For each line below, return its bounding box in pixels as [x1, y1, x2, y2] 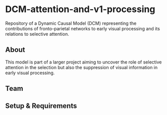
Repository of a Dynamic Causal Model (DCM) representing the [5, 20, 137, 26]
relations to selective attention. [5, 31, 69, 37]
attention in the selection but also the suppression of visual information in [5, 64, 158, 70]
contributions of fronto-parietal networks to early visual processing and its [5, 25, 160, 31]
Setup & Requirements [5, 101, 77, 110]
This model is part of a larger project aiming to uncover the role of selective [5, 59, 162, 65]
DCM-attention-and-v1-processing [5, 4, 155, 15]
